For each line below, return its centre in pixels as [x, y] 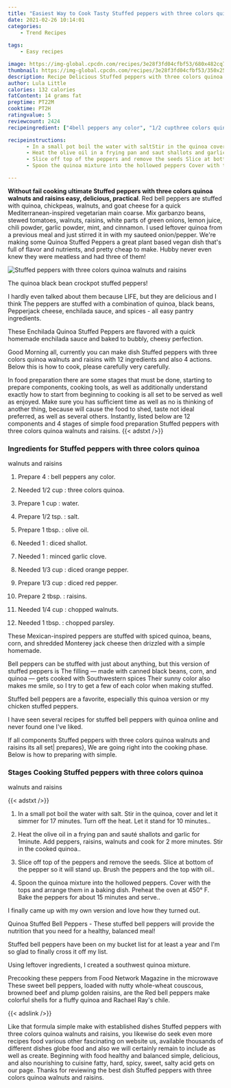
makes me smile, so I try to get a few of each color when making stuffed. [110, 686]
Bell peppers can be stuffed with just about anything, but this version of [109, 664]
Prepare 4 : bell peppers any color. [66, 477]
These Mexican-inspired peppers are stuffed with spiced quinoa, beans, [110, 636]
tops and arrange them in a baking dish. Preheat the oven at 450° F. [113, 890]
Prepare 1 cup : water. [48, 504]
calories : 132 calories [42, 90]
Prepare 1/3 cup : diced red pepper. [68, 583]
